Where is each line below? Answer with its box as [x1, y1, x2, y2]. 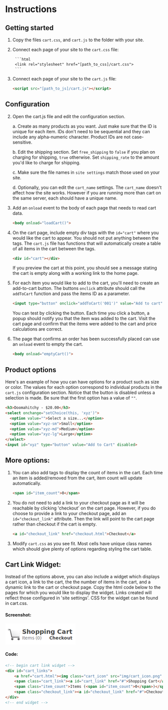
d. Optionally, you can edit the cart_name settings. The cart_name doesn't [12, 184, 162, 190]
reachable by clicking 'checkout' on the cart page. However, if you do [12, 505, 156, 511]
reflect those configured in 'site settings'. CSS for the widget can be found [5, 595, 158, 601]
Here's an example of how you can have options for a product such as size [5, 379, 159, 385]
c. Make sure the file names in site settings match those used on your [12, 169, 160, 175]
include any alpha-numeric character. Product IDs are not [12, 134, 131, 140]
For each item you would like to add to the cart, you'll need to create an [12, 280, 159, 286]
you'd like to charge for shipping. [12, 159, 81, 165]
